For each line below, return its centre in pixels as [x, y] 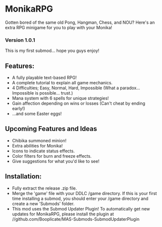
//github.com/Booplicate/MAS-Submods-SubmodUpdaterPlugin [76, 219]
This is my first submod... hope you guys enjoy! [52, 51]
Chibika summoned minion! [39, 140]
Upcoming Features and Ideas [51, 129]
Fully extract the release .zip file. [44, 188]
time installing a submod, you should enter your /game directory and [80, 198]
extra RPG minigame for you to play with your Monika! [59, 27]
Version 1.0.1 [20, 40]
